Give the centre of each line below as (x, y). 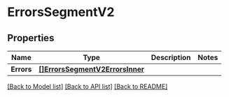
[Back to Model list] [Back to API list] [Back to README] (88, 87)
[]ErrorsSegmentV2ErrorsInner (91, 69)
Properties (31, 38)
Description (171, 58)
